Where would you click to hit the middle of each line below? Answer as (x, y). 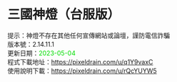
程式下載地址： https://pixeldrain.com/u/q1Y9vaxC (80, 61)
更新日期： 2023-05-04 (42, 53)
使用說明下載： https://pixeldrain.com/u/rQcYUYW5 (82, 71)
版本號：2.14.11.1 (31, 44)
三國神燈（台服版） (64, 14)
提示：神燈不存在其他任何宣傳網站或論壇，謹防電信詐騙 (88, 35)
